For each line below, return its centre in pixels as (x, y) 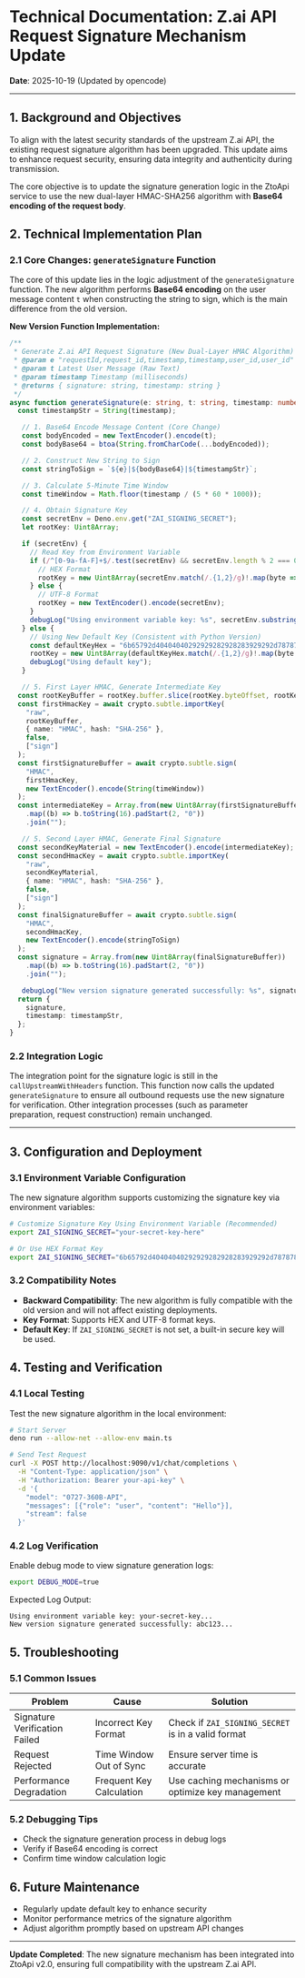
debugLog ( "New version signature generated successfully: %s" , (143, 990)
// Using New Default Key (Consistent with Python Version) (145, 637)
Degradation (40, 1792)
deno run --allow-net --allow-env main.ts (91, 1438)
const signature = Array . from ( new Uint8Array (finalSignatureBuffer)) (152, 957)
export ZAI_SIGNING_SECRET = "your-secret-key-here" (107, 1232)
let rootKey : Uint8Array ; (70, 528)
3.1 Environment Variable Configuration (98, 1177)
